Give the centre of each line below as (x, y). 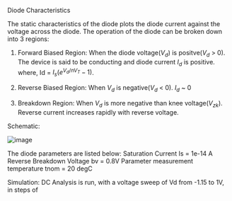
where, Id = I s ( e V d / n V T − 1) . (56, 73)
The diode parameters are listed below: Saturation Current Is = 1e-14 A (110, 153)
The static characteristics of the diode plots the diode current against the (114, 24)
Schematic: (24, 126)
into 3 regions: (28, 39)
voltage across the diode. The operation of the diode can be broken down (115, 31)
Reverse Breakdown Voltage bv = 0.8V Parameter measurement (100, 161)
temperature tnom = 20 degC (50, 168)
